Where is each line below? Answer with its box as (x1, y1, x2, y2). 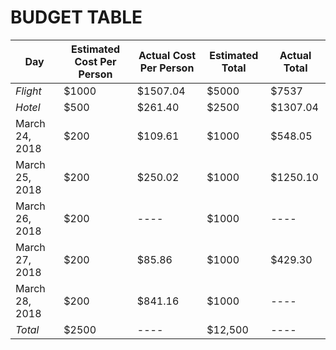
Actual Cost (138, 48, 197, 62)
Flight (15, 84, 42, 98)
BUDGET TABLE (10, 6, 143, 29)
